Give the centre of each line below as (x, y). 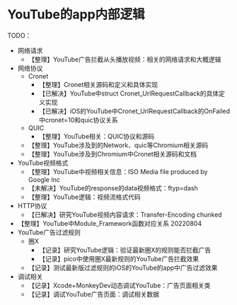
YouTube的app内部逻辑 (76, 15)
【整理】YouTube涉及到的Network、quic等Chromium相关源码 (118, 145)
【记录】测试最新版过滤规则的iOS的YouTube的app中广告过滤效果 (123, 267)
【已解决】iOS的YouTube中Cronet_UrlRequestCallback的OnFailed (134, 111)
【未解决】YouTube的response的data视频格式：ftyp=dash (113, 188)
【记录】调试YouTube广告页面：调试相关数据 (94, 294)
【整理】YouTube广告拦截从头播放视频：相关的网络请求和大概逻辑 (125, 59)
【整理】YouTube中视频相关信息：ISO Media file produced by (118, 171)
